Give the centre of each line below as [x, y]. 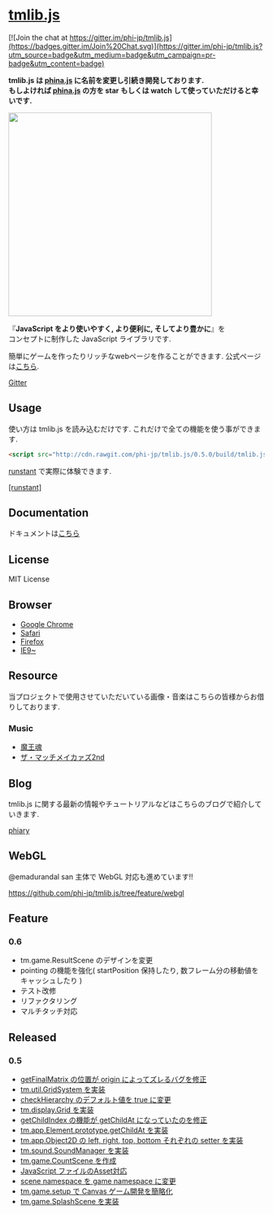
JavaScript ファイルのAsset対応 [74, 1171]
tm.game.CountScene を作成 [68, 1161]
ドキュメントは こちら [44, 533]
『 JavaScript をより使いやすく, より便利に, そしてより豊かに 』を [117, 328]
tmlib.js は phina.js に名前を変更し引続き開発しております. [106, 80]
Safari [30, 633]
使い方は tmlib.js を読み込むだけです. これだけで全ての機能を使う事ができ [131, 428]
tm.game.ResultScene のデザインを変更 [86, 960]
